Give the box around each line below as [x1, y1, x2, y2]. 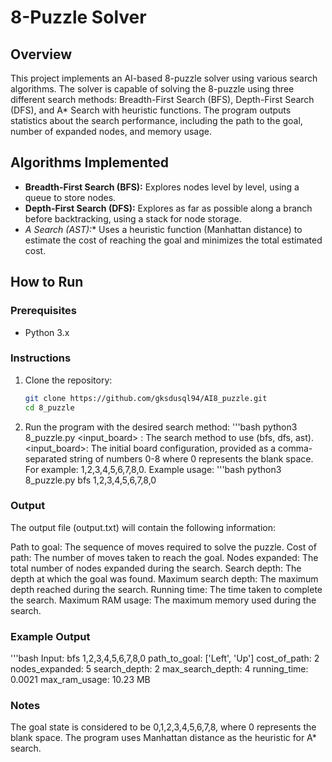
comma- [278, 442, 313, 454]
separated [24, 452, 68, 465]
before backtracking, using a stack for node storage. [24, 212, 242, 225]
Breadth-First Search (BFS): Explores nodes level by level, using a [24, 181, 300, 193]
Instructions [10, 351, 72, 365]
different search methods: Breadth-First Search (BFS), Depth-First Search [10, 94, 315, 105]
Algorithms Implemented [10, 154, 170, 171]
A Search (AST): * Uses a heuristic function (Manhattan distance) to [24, 223, 303, 235]
